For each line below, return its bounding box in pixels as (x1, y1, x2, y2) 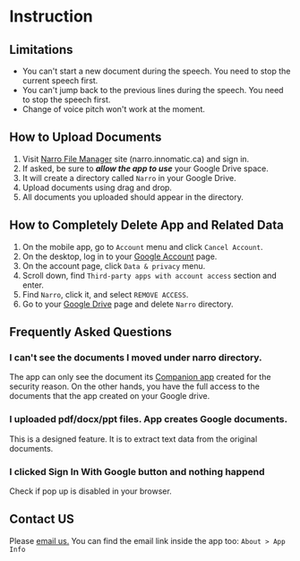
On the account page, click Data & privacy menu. (21, 260, 206, 271)
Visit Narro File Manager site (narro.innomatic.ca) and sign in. (21, 153, 250, 164)
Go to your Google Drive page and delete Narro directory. (21, 298, 234, 309)
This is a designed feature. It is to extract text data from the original (9, 433, 258, 444)
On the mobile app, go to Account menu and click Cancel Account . (21, 241, 263, 252)
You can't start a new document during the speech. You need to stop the (21, 65, 291, 76)
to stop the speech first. (21, 94, 111, 105)
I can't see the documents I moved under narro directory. (9, 351, 262, 364)
